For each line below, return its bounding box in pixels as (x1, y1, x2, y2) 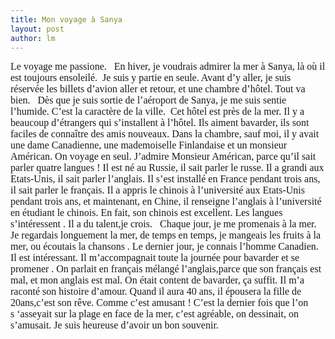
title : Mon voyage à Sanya (10, 14, 123, 25)
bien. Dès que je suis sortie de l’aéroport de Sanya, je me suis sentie (10, 94, 287, 106)
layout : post (10, 24, 65, 34)
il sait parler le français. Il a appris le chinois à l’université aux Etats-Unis (10, 184, 305, 196)
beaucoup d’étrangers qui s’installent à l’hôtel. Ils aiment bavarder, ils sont (10, 117, 310, 129)
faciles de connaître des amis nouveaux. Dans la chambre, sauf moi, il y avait (10, 128, 320, 140)
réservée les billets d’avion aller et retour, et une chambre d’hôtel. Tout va (10, 83, 306, 95)
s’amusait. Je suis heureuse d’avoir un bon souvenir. (10, 319, 219, 331)
